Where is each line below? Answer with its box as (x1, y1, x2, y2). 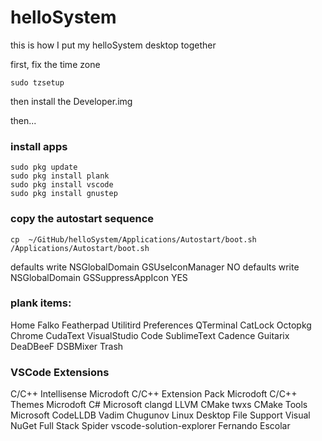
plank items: (10, 296, 72, 310)
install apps (10, 139, 68, 153)
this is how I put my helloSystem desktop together (10, 39, 217, 51)
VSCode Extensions (10, 365, 110, 379)
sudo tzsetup (10, 77, 65, 88)
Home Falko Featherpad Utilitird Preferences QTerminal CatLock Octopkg (10, 319, 312, 331)
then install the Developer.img (10, 95, 133, 107)
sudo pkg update (10, 162, 78, 173)
